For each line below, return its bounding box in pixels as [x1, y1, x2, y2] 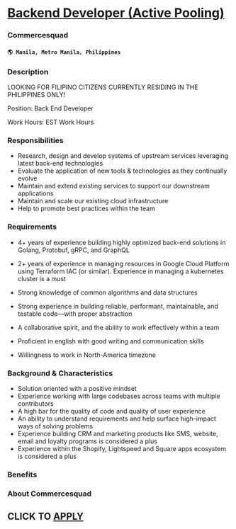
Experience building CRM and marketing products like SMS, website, [17, 429, 218, 438]
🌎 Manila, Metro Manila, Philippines [7, 48, 121, 56]
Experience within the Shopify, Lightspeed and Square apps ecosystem [17, 444, 227, 453]
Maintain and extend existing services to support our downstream [17, 182, 210, 190]
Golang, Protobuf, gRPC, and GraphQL [17, 246, 130, 254]
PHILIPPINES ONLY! [7, 91, 66, 98]
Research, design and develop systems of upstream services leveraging [17, 152, 229, 160]
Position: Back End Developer [7, 104, 94, 113]
